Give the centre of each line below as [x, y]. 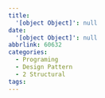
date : [17, 30]
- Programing [37, 60]
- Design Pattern [44, 67]
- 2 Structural [41, 74]
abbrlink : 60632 [35, 45]
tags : [17, 81]
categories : [28, 52]
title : [19, 15]
